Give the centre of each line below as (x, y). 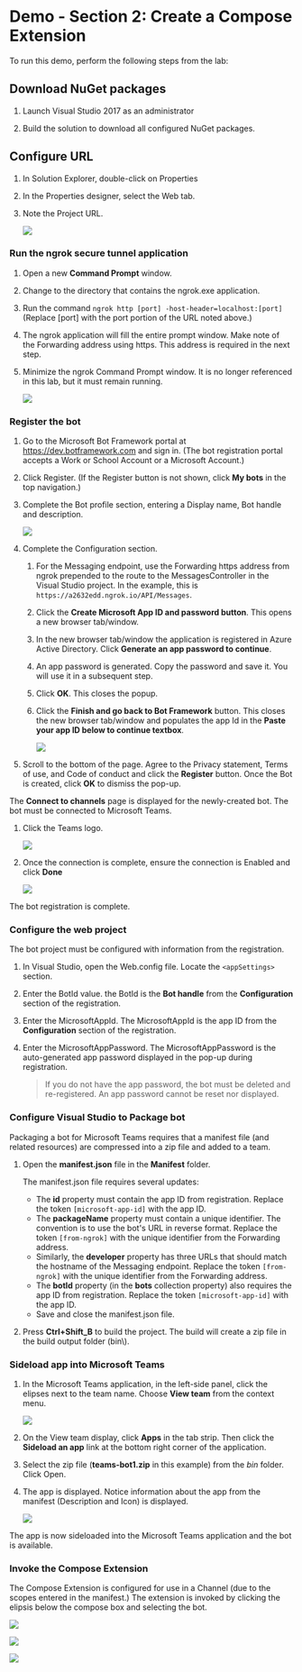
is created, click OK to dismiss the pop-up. (102, 784)
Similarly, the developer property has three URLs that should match (161, 1256)
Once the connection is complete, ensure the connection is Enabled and (156, 863)
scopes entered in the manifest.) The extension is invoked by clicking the (145, 1598)
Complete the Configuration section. (90, 549)
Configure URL (51, 156)
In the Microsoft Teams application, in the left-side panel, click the (145, 1384)
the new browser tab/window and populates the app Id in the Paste (161, 721)
